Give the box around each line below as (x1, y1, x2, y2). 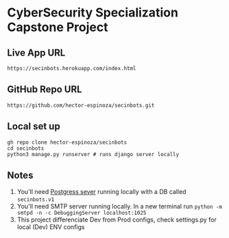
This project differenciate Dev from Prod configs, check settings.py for (16, 215, 217, 224)
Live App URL (7, 47, 66, 58)
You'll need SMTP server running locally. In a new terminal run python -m (16, 202, 223, 210)
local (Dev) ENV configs (16, 223, 85, 231)
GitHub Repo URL (7, 84, 82, 96)
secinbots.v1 (16, 196, 55, 204)
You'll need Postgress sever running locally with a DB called (16, 188, 186, 196)
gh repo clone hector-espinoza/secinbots (7, 139, 128, 146)
